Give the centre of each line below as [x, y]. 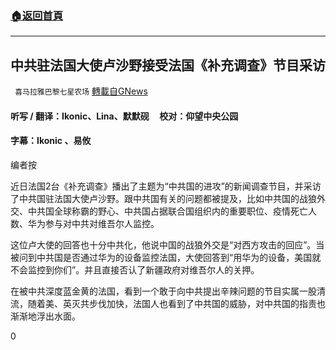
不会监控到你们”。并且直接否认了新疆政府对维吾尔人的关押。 [135, 269]
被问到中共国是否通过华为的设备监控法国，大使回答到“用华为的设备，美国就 [166, 257]
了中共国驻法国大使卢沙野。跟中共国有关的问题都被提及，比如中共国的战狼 [163, 198]
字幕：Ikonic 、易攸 [51, 141]
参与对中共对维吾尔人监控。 [102, 223]
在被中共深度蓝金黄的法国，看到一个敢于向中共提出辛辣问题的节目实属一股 [163, 291]
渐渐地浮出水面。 [45, 316]
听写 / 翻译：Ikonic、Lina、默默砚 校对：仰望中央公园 [124, 116]
